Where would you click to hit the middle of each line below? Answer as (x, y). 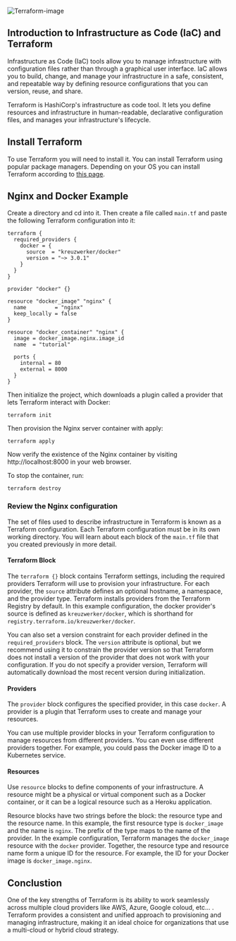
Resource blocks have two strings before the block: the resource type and (115, 816)
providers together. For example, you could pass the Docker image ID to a (114, 748)
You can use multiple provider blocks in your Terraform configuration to (111, 733)
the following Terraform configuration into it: (72, 221)
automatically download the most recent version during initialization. (106, 672)
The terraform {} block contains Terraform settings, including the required (116, 576)
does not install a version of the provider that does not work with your (108, 657)
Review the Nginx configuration (63, 506)
